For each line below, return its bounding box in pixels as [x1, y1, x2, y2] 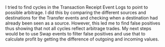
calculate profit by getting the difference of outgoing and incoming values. [5, 36, 159, 42]
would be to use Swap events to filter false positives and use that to [5, 31, 146, 36]
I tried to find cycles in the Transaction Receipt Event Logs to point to [5, 4, 148, 10]
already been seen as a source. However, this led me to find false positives [5, 20, 160, 26]
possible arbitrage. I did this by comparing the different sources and [5, 9, 146, 15]
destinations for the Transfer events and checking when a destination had [5, 15, 158, 20]
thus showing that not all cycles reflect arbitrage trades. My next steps [5, 25, 152, 31]
